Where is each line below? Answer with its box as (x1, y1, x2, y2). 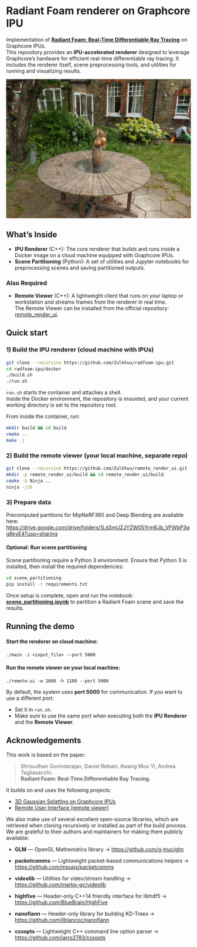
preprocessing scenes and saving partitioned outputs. (14, 264, 145, 271)
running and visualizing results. (6, 67, 81, 74)
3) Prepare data (6, 498, 52, 506)
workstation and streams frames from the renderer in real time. (14, 298, 167, 305)
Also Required (6, 278, 47, 287)
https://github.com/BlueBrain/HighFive (14, 899, 108, 906)
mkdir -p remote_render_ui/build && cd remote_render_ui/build (6, 472, 164, 478)
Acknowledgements (6, 736, 81, 746)
